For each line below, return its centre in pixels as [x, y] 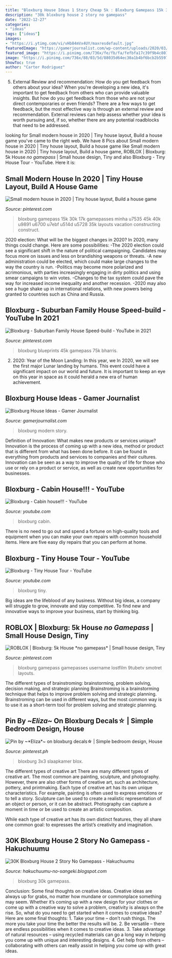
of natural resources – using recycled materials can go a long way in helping [85, 934]
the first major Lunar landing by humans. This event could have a [81, 366]
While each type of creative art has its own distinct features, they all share [83, 819]
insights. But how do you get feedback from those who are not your [84, 98]
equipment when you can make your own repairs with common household [83, 537]
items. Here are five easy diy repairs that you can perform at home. [76, 542]
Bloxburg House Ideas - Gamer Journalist [72, 399]
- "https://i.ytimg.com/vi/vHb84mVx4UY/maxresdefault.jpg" [70, 44]
